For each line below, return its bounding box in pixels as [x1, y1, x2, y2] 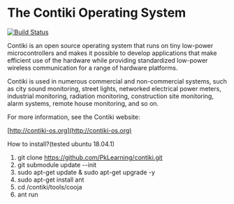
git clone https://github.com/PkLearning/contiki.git [17, 153, 163, 162]
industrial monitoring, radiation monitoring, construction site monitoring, [7, 92, 214, 100]
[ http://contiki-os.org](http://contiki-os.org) [7, 126, 132, 134]
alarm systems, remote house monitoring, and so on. [7, 99, 159, 107]
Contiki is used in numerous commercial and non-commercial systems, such [7, 77, 227, 85]
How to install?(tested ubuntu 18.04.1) [7, 139, 115, 148]
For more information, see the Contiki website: [7, 113, 141, 121]
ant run [17, 190, 38, 198]
